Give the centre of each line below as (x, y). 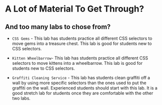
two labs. (21, 98)
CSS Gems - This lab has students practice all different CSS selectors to (82, 38)
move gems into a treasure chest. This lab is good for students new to (82, 44)
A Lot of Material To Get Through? (75, 9)
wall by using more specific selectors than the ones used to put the (79, 83)
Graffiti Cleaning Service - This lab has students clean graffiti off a (81, 78)
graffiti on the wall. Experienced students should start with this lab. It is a (85, 88)
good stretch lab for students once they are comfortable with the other (83, 93)
